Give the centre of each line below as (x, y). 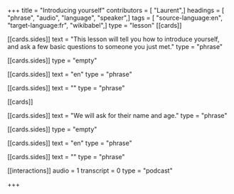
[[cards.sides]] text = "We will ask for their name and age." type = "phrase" (117, 115)
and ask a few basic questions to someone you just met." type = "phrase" (115, 47)
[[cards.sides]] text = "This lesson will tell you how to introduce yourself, (113, 39)
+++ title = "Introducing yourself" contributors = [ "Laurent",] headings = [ (116, 10)
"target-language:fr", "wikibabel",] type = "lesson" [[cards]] (95, 25)
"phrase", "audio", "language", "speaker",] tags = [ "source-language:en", (115, 18)
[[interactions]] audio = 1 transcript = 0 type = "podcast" (90, 171)
